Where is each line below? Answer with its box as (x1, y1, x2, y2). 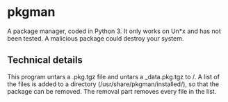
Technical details (7, 54, 83, 66)
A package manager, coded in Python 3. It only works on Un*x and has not (7, 27, 221, 35)
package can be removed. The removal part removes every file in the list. (7, 87, 217, 95)
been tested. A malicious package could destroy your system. (7, 34, 184, 42)
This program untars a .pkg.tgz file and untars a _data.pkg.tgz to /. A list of (7, 72, 220, 81)
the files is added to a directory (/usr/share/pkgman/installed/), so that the (7, 80, 220, 88)
